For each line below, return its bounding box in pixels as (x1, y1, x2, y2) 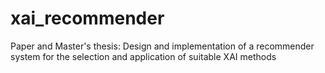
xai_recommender (10, 7, 165, 30)
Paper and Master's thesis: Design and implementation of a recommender (10, 40, 315, 52)
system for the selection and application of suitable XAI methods (10, 50, 277, 62)
